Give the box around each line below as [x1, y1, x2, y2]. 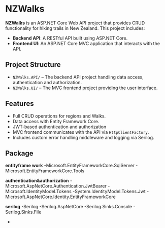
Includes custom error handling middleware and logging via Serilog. [12, 134, 154, 140]
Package [5, 149, 34, 158]
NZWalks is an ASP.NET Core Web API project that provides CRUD [5, 20, 145, 26]
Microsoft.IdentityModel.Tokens [5, 188, 72, 195]
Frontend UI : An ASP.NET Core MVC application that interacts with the [12, 40, 160, 46]
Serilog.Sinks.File [5, 209, 42, 215]
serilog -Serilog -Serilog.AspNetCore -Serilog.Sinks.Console [5, 204, 133, 210]
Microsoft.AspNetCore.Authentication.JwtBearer [5, 183, 107, 189]
